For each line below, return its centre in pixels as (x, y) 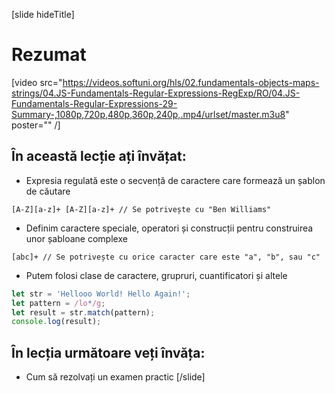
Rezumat (49, 55)
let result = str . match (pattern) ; (83, 312)
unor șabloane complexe (76, 238)
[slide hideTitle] (43, 14)
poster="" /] (36, 125)
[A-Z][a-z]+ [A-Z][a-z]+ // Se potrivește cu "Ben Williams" (141, 209)
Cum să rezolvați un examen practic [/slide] (115, 377)
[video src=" (37, 82)
